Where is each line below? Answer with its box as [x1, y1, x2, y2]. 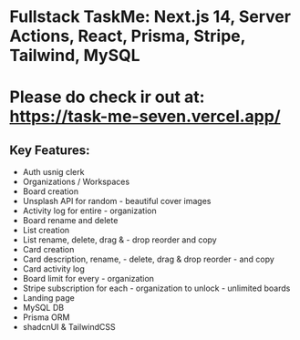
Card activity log [22, 263, 85, 274]
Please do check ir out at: [9, 87, 205, 108]
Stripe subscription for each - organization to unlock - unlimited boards [22, 283, 291, 294]
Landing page [22, 293, 75, 304]
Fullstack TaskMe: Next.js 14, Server [9, 6, 292, 27]
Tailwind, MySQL [9, 46, 140, 66]
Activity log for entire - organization [22, 205, 157, 216]
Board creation [22, 186, 79, 197]
